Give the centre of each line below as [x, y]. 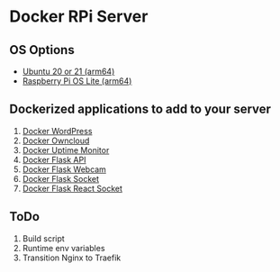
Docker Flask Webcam [64, 169]
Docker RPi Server [79, 17]
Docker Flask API [54, 159]
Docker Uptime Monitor [66, 150]
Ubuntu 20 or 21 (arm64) [68, 71]
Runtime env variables [63, 248]
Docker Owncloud [56, 141]
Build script [43, 238]
